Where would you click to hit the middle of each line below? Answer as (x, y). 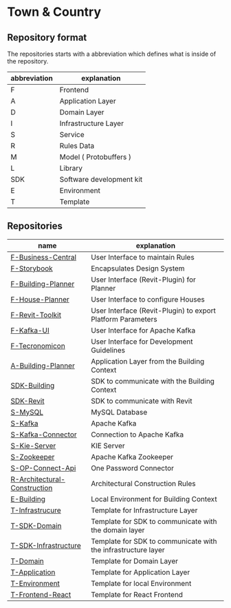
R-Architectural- (38, 479)
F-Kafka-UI (30, 330)
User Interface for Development (142, 342)
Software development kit (101, 179)
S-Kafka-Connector (44, 434)
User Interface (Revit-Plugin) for (143, 280)
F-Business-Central (44, 257)
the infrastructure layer (128, 549)
